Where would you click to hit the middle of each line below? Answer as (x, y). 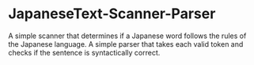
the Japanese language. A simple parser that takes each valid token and (126, 44)
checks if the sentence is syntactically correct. (84, 52)
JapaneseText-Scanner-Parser (112, 14)
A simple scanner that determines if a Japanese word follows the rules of (127, 36)
